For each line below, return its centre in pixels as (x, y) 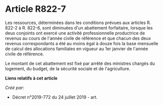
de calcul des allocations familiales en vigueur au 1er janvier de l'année (77, 49)
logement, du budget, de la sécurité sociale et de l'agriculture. (68, 68)
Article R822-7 (35, 9)
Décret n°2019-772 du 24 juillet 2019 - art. (55, 97)
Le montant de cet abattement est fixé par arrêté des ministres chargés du (80, 63)
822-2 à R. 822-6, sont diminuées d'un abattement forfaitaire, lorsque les (79, 27)
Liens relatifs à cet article (31, 78)
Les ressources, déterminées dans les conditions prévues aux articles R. (78, 23)
